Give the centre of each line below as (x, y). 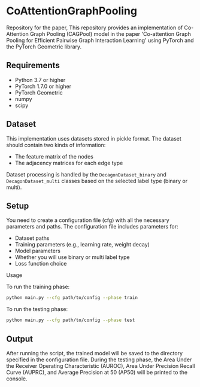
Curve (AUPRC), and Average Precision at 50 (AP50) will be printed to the (97, 372)
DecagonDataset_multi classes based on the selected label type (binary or (97, 181)
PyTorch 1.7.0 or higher (43, 86)
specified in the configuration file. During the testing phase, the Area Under (99, 359)
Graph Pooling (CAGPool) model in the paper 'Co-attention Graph (110, 33)
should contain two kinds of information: (56, 145)
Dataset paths (32, 238)
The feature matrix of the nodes (54, 156)
